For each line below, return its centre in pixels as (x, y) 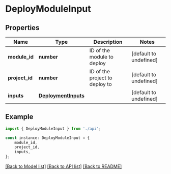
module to (101, 57)
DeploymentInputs (62, 96)
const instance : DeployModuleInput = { (48, 138)
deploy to (101, 84)
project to (101, 78)
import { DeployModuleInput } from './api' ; (53, 128)
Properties (22, 28)
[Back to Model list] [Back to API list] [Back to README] (64, 166)
